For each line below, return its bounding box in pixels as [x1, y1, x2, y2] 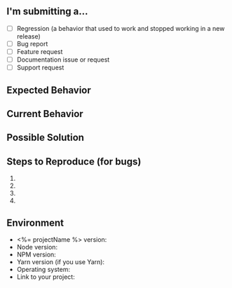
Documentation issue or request [16, 55, 110, 64]
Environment [6, 217, 64, 228]
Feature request [16, 47, 63, 55]
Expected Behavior [6, 84, 92, 96]
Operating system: [16, 265, 71, 273]
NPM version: [16, 250, 57, 259]
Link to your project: [16, 273, 75, 281]
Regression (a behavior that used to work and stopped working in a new [16, 24, 225, 32]
